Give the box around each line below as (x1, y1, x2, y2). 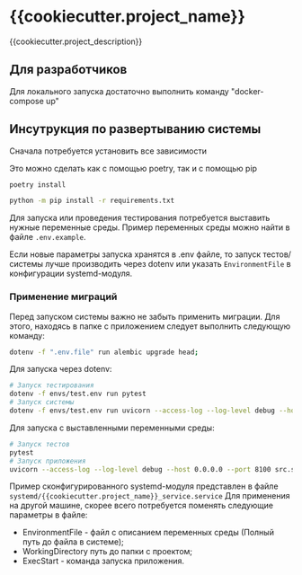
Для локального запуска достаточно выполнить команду (9, 85, 229, 96)
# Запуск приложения (9, 456, 87, 465)
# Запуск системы (9, 398, 75, 407)
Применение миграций (9, 290, 118, 303)
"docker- (230, 85, 264, 96)
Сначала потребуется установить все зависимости (9, 146, 208, 156)
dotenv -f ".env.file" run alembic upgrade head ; (9, 348, 200, 357)
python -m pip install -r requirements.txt (9, 196, 175, 206)
